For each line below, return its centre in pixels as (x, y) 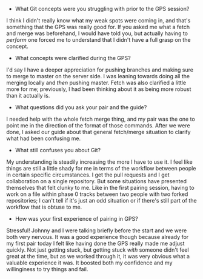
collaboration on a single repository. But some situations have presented (96, 181)
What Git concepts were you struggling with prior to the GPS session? (102, 9)
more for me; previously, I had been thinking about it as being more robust (99, 89)
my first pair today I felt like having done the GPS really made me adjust (95, 243)
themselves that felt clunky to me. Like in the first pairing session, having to (101, 188)
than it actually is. (28, 96)
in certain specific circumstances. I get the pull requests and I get (88, 175)
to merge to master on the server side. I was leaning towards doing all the (98, 76)
